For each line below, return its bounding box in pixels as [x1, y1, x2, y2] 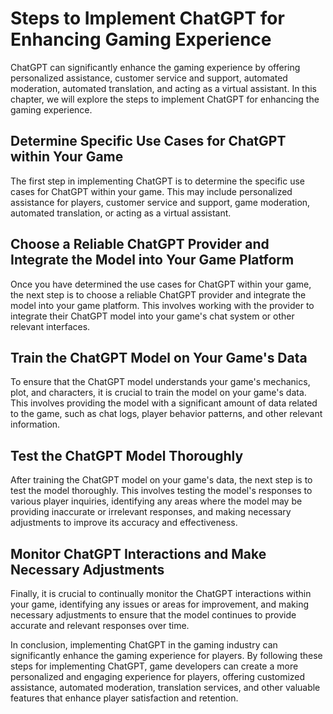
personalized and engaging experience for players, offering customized [10, 671, 306, 682]
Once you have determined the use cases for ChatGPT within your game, [10, 278, 312, 290]
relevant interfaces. [10, 320, 91, 332]
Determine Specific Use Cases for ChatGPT [10, 133, 287, 150]
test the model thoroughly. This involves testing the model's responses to [10, 485, 313, 497]
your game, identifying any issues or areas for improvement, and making [10, 598, 310, 610]
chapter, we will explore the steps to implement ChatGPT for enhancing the [10, 93, 320, 105]
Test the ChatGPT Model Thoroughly [10, 447, 244, 464]
